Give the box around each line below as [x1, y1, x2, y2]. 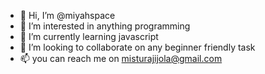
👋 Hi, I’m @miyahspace [19, 10, 116, 21]
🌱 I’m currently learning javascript [19, 31, 159, 42]
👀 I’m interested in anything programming [19, 20, 191, 32]
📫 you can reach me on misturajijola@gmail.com [19, 53, 223, 64]
